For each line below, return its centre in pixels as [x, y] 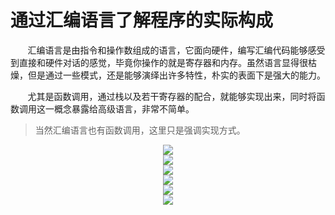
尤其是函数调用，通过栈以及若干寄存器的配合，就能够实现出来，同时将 [172, 96]
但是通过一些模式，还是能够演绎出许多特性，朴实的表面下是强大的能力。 [176, 75]
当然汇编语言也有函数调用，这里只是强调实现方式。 [140, 130]
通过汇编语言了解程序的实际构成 [142, 20]
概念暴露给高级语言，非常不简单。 [124, 108]
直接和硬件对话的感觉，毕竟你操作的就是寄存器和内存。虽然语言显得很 [163, 62]
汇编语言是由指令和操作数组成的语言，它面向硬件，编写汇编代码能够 [167, 50]
